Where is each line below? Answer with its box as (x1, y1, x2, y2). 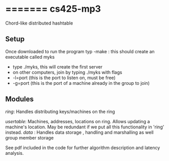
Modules (5, 95, 34, 104)
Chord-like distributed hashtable (5, 20, 73, 26)
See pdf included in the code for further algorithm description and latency (5, 144, 160, 151)
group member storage (5, 134, 54, 141)
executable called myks (5, 54, 55, 60)
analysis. (5, 150, 24, 156)
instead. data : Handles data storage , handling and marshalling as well (5, 129, 154, 135)
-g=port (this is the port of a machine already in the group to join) (12, 80, 150, 86)
